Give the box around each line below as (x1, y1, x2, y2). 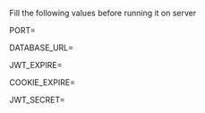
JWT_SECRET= (9, 94, 65, 105)
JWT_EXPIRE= (9, 60, 63, 70)
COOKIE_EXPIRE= (9, 77, 76, 88)
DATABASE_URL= (9, 42, 74, 53)
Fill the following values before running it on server (9, 8, 197, 18)
